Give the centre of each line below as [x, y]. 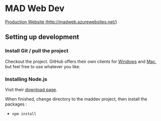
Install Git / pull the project [37, 51]
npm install [24, 114]
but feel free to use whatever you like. [43, 66]
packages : [16, 104]
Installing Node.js [26, 79]
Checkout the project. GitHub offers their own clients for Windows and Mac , [81, 61]
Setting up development [42, 37]
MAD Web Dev [35, 8]
